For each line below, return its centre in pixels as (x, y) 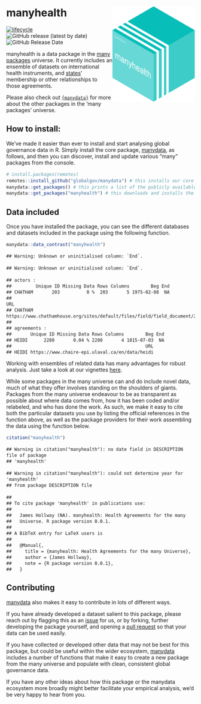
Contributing (31, 588)
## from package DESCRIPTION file (49, 485)
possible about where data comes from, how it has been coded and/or (93, 400)
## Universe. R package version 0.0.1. (59, 521)
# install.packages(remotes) (42, 174)
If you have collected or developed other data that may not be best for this (98, 645)
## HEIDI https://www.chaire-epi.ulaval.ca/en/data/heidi (80, 352)
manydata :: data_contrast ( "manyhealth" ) (56, 245)
